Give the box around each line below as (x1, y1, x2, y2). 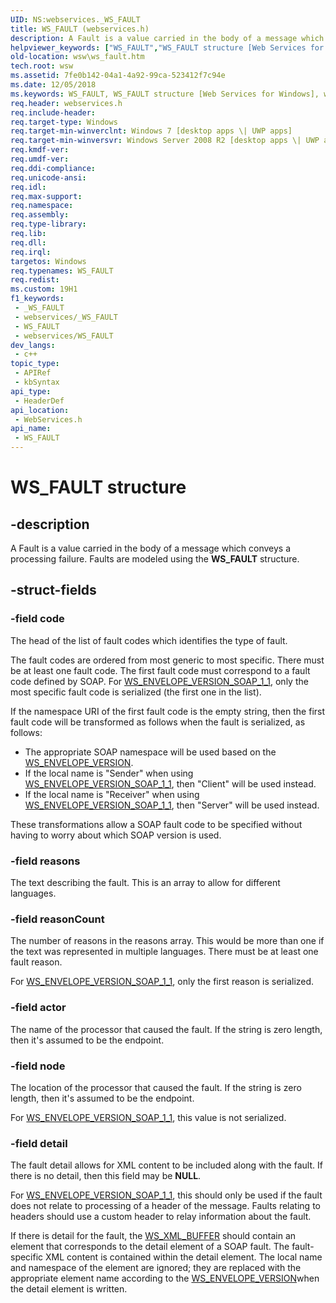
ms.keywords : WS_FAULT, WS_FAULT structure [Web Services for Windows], (10, 89, 320, 99)
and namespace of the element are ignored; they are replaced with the (10, 1262, 302, 1274)
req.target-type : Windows (10, 117, 118, 127)
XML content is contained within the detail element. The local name (45, 1251, 323, 1263)
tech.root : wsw (10, 61, 74, 71)
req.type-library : (10, 219, 87, 230)
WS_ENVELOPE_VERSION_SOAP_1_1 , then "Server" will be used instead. (24, 799, 320, 811)
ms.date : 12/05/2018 (10, 80, 97, 90)
